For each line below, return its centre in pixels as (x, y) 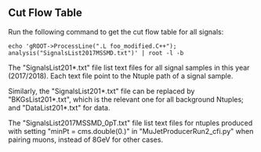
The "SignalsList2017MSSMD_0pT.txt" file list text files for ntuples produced (130, 123)
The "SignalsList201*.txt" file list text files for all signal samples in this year (129, 67)
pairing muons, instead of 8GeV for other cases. (85, 139)
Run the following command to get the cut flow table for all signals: (116, 31)
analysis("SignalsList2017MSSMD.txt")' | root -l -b (96, 53)
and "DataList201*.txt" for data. (59, 107)
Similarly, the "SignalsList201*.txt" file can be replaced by (101, 91)
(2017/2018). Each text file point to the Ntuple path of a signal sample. (121, 76)
